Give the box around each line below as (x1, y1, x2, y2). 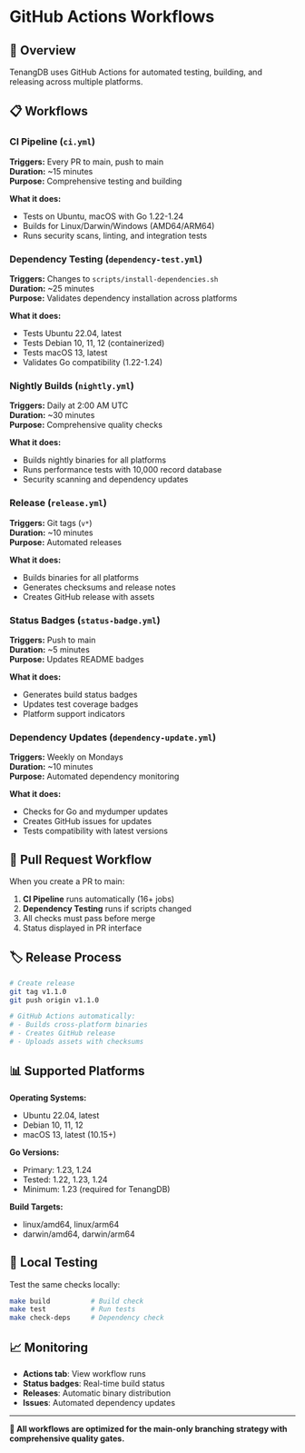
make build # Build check (9, 1297, 144, 1306)
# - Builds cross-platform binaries (9, 1020, 148, 1030)
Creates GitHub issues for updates (22, 816, 152, 827)
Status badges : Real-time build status (22, 1378, 165, 1388)
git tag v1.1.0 (9, 987, 67, 996)
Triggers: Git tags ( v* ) (9, 517, 93, 528)
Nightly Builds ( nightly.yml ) (9, 379, 134, 392)
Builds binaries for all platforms (22, 572, 139, 582)
